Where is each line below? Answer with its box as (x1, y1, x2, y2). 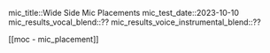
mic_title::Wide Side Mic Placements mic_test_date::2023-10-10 (8, 8, 240, 18)
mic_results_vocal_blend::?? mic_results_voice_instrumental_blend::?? (8, 17, 262, 27)
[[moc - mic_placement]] (8, 34, 99, 44)
